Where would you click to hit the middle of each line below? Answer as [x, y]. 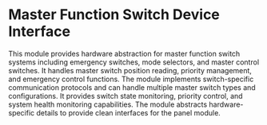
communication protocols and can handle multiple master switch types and [132, 87]
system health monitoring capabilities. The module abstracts [108, 104]
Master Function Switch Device [114, 15]
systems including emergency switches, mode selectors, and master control [134, 62]
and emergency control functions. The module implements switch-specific [131, 79]
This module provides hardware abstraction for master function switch [124, 53]
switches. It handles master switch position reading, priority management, [130, 70]
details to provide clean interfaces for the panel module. [129, 112]
